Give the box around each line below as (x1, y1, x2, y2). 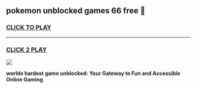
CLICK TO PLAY (6, 23, 52, 32)
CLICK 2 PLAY (6, 45, 47, 53)
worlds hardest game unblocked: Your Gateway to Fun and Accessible (6, 70, 181, 77)
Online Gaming (6, 76, 43, 83)
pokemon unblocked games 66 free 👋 (6, 6, 145, 16)
